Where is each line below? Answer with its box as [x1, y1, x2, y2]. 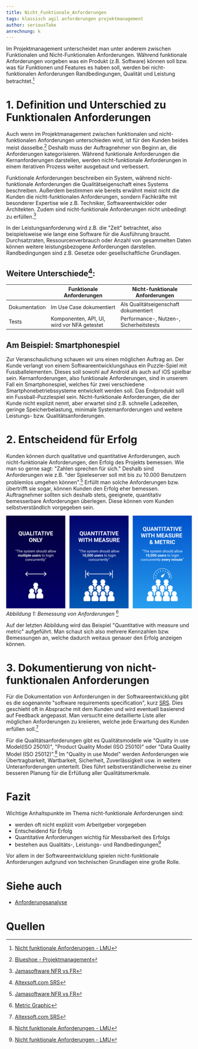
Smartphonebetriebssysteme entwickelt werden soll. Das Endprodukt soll [6, 387, 184, 394]
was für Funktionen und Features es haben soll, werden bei [6, 64, 150, 71]
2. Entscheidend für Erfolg [6, 433, 137, 446]
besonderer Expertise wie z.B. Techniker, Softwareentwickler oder [6, 199, 167, 206]
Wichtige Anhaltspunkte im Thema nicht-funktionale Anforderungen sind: [6, 810, 184, 817]
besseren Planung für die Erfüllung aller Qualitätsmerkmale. [6, 769, 151, 777]
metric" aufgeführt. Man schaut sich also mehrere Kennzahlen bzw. [6, 628, 170, 635]
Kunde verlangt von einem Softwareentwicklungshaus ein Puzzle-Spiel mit [6, 362, 187, 369]
